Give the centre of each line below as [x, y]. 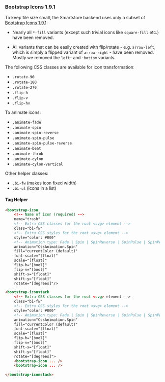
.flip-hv [21, 104]
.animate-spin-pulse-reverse [42, 143]
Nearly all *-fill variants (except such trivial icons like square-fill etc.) [85, 33]
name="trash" [27, 219]
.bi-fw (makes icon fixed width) [44, 183]
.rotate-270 [24, 88]
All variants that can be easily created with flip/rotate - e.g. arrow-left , [84, 47]
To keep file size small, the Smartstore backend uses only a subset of [75, 18]
